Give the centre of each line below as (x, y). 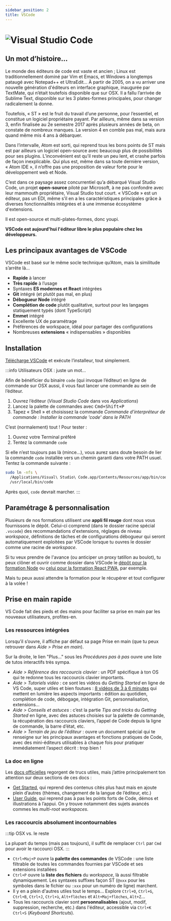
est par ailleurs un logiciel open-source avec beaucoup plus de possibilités (84, 151)
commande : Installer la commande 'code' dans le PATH (72, 417)
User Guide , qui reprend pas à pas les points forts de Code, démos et (85, 798)
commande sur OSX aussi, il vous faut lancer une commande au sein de (81, 386)
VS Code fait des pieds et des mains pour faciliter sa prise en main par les (83, 612)
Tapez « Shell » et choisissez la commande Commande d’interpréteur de (89, 412)
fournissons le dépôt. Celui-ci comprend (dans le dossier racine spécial (80, 526)
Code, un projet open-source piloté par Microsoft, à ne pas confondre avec (84, 187)
